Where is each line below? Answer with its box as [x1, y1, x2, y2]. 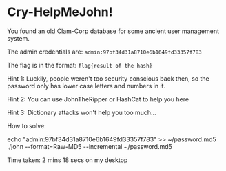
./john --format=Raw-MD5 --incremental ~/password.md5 [7, 142, 172, 150]
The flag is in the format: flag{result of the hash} [7, 61, 153, 69]
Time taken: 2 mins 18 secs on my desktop [7, 156, 128, 164]
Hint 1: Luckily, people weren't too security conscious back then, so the [7, 74, 210, 83]
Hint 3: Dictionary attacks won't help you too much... [7, 108, 156, 117]
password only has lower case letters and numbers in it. [7, 81, 166, 90]
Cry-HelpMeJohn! [7, 4, 113, 20]
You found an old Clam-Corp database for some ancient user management [7, 27, 219, 35]
